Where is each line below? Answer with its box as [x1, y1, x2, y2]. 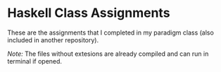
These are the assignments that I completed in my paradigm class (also [7, 28, 215, 37]
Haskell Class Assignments [7, 5, 170, 21]
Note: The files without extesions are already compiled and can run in [7, 49, 209, 58]
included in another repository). [7, 35, 99, 44]
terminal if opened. [7, 56, 62, 65]
